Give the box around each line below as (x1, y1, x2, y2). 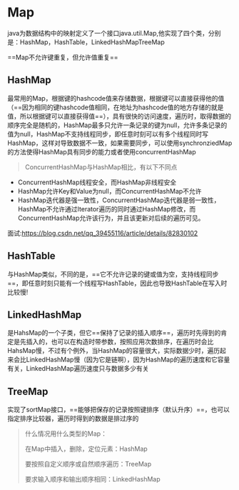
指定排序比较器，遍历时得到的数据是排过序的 (7, 414, 139, 423)
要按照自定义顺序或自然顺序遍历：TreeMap (24, 460, 152, 469)
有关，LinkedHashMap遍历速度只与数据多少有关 (7, 364, 149, 373)
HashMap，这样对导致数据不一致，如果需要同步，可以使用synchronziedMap (7, 139, 233, 147)
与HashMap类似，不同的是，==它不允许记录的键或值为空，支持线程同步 (7, 269, 219, 279)
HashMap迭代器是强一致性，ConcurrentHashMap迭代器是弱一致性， (17, 196, 220, 204)
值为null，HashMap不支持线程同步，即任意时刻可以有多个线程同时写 (7, 129, 209, 138)
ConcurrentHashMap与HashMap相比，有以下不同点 (24, 162, 178, 171)
